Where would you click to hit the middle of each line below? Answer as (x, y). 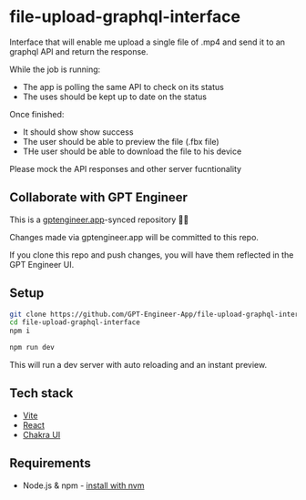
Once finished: (37, 114)
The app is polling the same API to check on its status (123, 87)
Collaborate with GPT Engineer (99, 198)
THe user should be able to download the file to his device (132, 151)
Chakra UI (41, 434)
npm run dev (32, 348)
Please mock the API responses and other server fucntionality (126, 168)
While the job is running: (55, 69)
